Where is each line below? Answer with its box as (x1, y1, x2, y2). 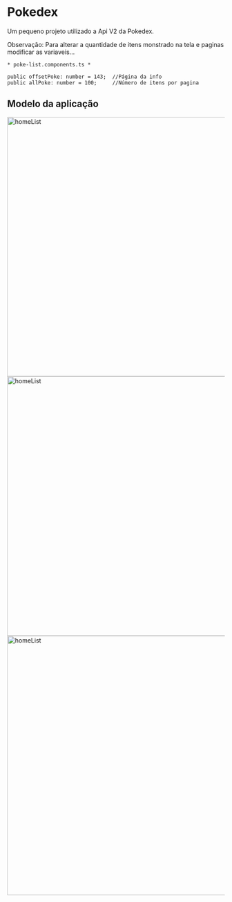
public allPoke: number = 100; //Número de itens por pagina (7, 79, 199, 86)
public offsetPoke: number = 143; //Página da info (7, 73, 162, 80)
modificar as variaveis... (7, 48, 75, 56)
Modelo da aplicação (7, 98, 99, 110)
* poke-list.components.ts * (7, 61, 91, 68)
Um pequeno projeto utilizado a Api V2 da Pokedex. (7, 27, 154, 35)
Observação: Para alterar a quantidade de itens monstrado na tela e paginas (7, 40, 224, 48)
